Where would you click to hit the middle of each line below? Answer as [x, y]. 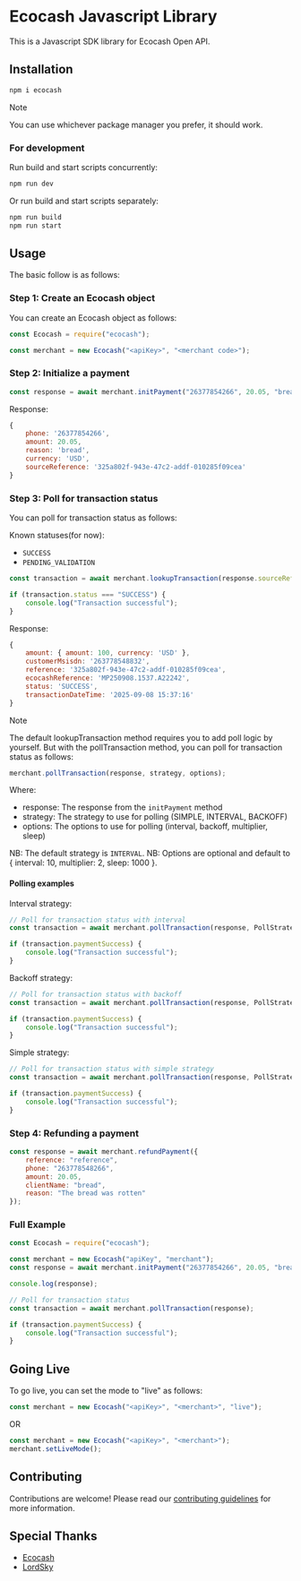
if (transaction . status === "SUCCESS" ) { [88, 594]
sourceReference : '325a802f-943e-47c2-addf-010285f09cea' [136, 467]
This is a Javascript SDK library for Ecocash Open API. [110, 41]
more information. [42, 1508]
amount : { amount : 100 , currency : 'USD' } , [108, 653]
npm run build [36, 217]
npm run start [36, 226]
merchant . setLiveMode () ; [56, 1448]
